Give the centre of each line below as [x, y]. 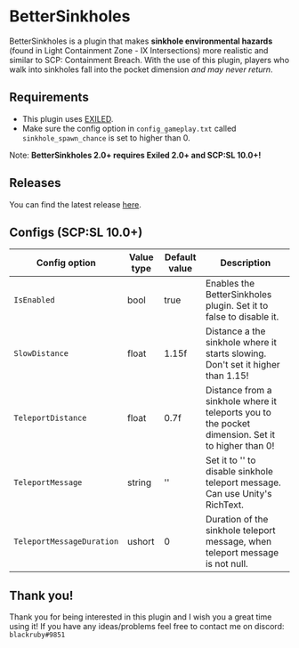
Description [246, 263]
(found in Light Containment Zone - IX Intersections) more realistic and [139, 50]
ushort [141, 542]
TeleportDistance [50, 418]
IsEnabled [34, 300]
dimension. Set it [240, 435]
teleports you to [238, 413]
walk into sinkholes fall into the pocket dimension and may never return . [141, 69]
